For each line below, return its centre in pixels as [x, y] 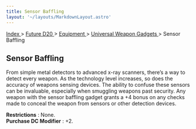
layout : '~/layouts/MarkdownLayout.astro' [59, 17]
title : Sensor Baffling [35, 11]
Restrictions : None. [31, 115]
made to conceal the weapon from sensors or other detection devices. [91, 104]
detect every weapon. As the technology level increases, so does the [89, 79]
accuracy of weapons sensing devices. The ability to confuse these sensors [98, 85]
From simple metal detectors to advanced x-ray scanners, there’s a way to [96, 72]
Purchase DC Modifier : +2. [40, 121]
